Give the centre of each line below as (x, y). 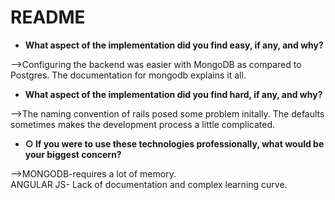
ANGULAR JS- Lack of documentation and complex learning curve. (149, 184)
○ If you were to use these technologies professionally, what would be (174, 143)
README (48, 17)
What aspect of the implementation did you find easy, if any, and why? (174, 45)
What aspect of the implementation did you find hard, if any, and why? (173, 94)
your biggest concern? (73, 154)
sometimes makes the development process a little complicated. (142, 124)
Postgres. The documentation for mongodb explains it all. (128, 75)
